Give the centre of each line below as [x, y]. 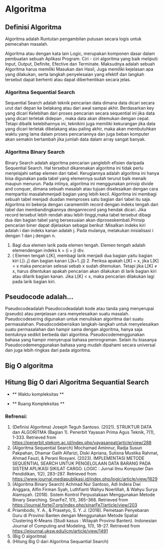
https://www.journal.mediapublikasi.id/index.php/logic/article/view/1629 [85, 479]
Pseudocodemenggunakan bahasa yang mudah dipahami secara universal [80, 345]
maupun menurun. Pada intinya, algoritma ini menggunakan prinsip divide [79, 183]
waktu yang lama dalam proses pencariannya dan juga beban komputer [77, 134]
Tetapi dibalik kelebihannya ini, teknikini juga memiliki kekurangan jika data [80, 124]
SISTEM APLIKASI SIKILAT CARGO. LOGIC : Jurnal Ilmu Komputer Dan [82, 468]
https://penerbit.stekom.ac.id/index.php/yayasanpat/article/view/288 [82, 442]
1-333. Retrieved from [34, 437]
